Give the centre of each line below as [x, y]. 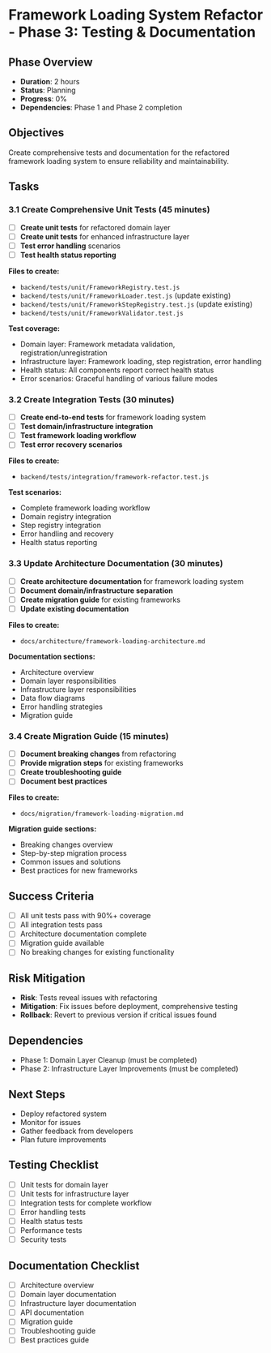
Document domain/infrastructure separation [97, 591]
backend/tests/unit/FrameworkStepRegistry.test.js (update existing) [136, 304]
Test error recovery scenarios [71, 445]
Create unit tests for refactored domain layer [95, 227]
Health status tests [51, 1222]
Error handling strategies [61, 707]
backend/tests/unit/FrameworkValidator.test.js [102, 313]
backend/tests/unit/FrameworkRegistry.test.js [100, 287]
